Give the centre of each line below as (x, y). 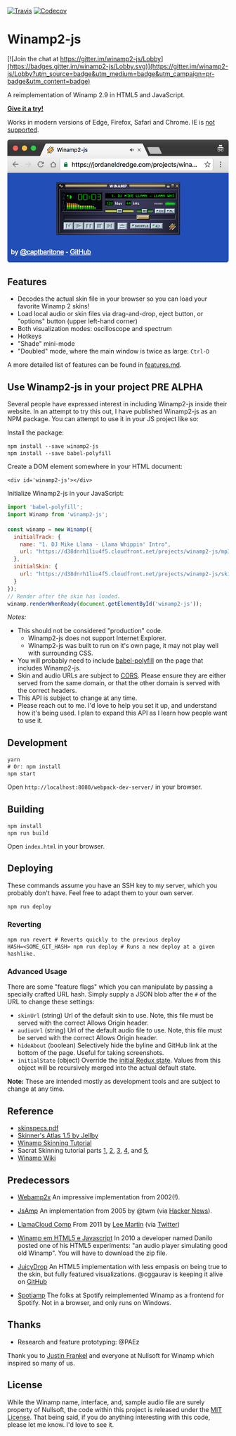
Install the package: (36, 432)
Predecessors (39, 1180)
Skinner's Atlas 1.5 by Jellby (58, 1136)
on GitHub (32, 1282)
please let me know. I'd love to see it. (61, 1424)
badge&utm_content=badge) (49, 81)
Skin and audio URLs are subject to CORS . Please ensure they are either (122, 675)
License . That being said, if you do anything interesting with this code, (109, 1417)
